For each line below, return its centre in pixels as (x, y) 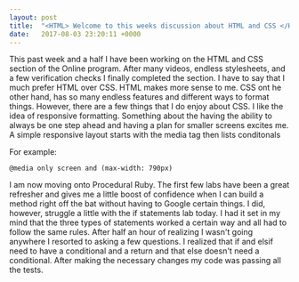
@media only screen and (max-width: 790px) (91, 169)
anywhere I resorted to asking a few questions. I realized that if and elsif (141, 242)
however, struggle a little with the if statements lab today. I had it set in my (145, 214)
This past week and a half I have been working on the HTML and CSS (137, 60)
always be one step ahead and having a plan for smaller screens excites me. (149, 125)
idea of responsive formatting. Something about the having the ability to (141, 116)
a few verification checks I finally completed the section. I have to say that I (147, 78)
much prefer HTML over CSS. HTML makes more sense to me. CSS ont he (145, 88)
